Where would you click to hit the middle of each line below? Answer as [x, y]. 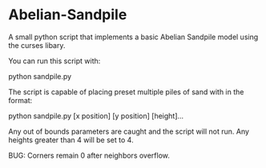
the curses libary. [37, 45]
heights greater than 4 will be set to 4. [71, 140]
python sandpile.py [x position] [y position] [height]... [96, 116]
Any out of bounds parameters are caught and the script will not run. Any [129, 131]
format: [20, 100]
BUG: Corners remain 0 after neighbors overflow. [89, 155]
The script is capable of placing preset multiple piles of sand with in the [126, 92]
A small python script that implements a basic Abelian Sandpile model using [133, 37]
